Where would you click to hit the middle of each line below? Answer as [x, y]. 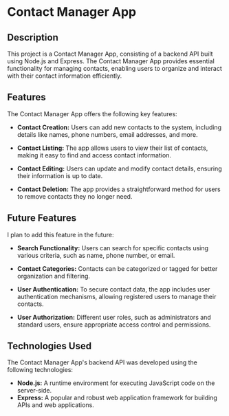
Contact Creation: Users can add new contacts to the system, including [119, 127]
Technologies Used [49, 346]
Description [33, 37]
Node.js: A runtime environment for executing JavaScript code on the [116, 383]
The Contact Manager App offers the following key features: [92, 113]
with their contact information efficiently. [65, 76]
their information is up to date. [60, 175]
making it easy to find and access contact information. [94, 155]
